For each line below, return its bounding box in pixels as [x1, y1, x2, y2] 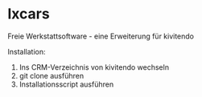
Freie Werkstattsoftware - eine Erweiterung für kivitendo [7, 31, 195, 41]
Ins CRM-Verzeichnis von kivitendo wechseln [19, 62, 170, 72]
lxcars [7, 5, 50, 23]
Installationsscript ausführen [19, 79, 114, 89]
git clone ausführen [19, 71, 85, 80]
